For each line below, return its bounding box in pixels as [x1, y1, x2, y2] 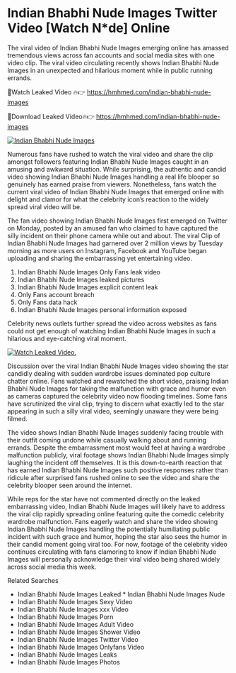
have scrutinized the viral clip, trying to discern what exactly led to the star [7, 399, 225, 408]
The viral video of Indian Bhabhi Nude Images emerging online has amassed [7, 43, 230, 52]
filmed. [7, 414, 28, 423]
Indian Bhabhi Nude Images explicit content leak [17, 282, 158, 291]
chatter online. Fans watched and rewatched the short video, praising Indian [7, 377, 229, 385]
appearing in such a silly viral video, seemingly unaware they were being [7, 406, 219, 416]
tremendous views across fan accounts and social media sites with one [7, 51, 215, 60]
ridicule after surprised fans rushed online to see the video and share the [7, 473, 220, 482]
